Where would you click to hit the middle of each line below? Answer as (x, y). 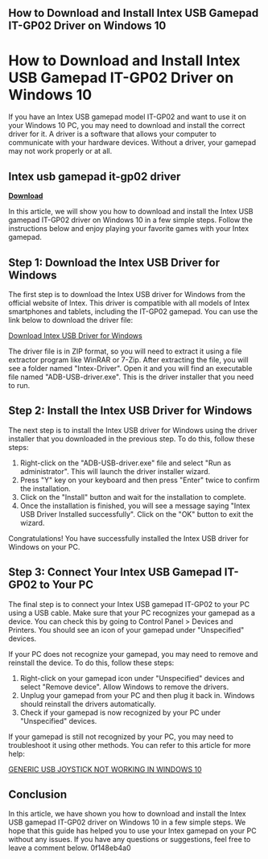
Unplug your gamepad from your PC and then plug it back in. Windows (137, 695)
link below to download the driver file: (71, 320)
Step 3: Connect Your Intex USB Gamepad (115, 572)
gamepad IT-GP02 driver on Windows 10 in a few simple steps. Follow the (131, 220)
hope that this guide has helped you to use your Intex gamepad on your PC (132, 831)
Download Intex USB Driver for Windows (75, 335)
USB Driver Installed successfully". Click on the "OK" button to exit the (136, 514)
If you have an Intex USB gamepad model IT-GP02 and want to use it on (128, 117)
